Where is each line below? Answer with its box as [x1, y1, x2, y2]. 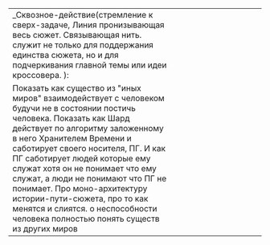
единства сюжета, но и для [12, 50, 119, 60]
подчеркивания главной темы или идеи [12, 59, 167, 71]
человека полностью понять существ [12, 213, 160, 224]
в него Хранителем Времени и [12, 133, 132, 144]
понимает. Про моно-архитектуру [12, 183, 148, 194]
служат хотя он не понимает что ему [12, 163, 157, 174]
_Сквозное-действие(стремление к [12, 10, 153, 20]
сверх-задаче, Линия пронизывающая [12, 19, 165, 31]
